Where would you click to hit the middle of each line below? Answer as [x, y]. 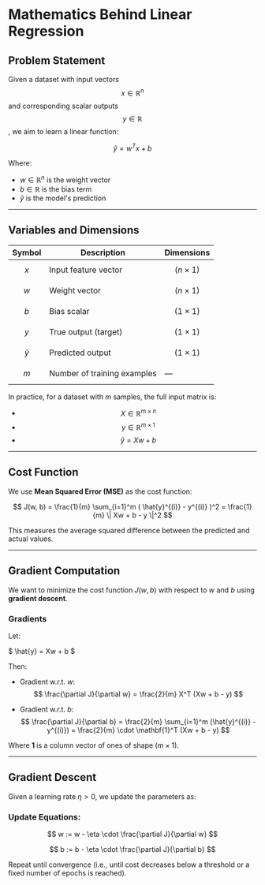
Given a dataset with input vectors [64, 79]
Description [103, 252]
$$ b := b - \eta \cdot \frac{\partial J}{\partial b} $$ [132, 850]
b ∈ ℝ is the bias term [56, 189]
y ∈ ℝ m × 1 [138, 427]
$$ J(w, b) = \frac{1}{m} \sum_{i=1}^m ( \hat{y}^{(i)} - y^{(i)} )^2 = [119, 506]
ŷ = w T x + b [132, 147]
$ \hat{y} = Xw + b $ [42, 652]
